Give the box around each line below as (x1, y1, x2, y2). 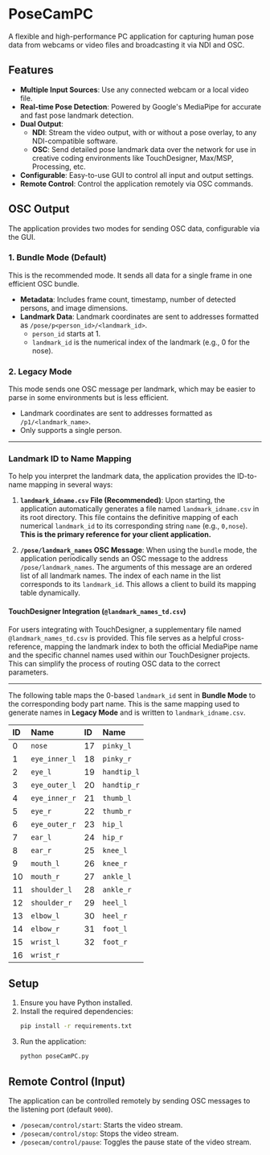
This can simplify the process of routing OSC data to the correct (8, 658, 221, 668)
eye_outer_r (31, 819, 76, 829)
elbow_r (31, 924, 60, 934)
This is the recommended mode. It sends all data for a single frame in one (8, 270, 252, 280)
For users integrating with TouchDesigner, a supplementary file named (8, 625, 242, 634)
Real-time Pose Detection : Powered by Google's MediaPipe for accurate (19, 101, 262, 111)
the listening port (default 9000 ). (8, 1104, 113, 1115)
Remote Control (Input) (8, 1075, 126, 1088)
